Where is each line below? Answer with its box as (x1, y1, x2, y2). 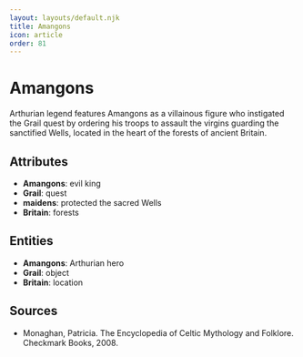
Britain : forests (22, 207, 80, 218)
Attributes (9, 154, 68, 169)
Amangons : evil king (22, 178, 102, 189)
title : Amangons (9, 22, 71, 31)
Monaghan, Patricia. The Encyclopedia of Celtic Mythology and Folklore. (22, 327, 294, 338)
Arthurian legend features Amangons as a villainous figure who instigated (9, 108, 285, 119)
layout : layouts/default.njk (9, 13, 120, 23)
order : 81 (9, 38, 47, 48)
